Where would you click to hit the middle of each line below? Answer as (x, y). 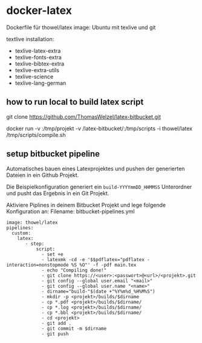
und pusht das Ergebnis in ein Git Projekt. (58, 193)
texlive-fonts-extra (38, 57)
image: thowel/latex (32, 222)
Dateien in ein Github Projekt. (43, 175)
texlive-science (34, 76)
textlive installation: (30, 39)
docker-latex (39, 11)
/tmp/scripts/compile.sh (36, 135)
